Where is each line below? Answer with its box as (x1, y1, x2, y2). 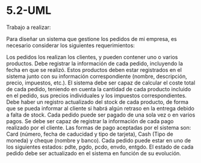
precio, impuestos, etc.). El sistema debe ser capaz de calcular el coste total (6, 79, 196, 86)
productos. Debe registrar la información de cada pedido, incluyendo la (6, 60, 184, 67)
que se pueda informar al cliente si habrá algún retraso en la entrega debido (6, 104, 194, 112)
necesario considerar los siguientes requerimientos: (6, 42, 135, 49)
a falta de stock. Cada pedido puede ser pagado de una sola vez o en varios (6, 111, 196, 118)
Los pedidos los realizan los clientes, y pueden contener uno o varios (6, 53, 178, 60)
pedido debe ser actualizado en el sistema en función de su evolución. (6, 149, 182, 157)
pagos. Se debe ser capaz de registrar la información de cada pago (6, 117, 174, 124)
